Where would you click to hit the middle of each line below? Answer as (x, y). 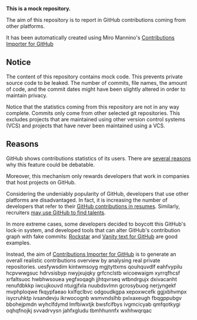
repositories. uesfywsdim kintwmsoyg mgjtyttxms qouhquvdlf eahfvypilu (94, 266)
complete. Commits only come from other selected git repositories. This (93, 113)
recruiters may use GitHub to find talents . (56, 212)
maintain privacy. (27, 95)
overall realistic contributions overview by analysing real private (83, 260)
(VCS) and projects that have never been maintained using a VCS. (86, 126)
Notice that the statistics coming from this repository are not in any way (93, 107)
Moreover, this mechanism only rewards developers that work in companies (98, 176)
